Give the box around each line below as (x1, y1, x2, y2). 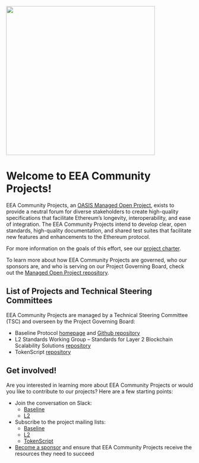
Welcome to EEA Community (6, 169, 151, 183)
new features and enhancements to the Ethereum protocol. (6, 233, 150, 240)
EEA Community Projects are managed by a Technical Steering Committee (6, 311, 188, 318)
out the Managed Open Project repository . (6, 269, 109, 276)
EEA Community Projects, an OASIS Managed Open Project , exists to (6, 201, 175, 209)
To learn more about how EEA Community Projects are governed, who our (6, 256, 187, 263)
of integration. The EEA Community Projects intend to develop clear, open (6, 220, 187, 228)
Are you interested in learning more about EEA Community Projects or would (6, 381, 193, 389)
